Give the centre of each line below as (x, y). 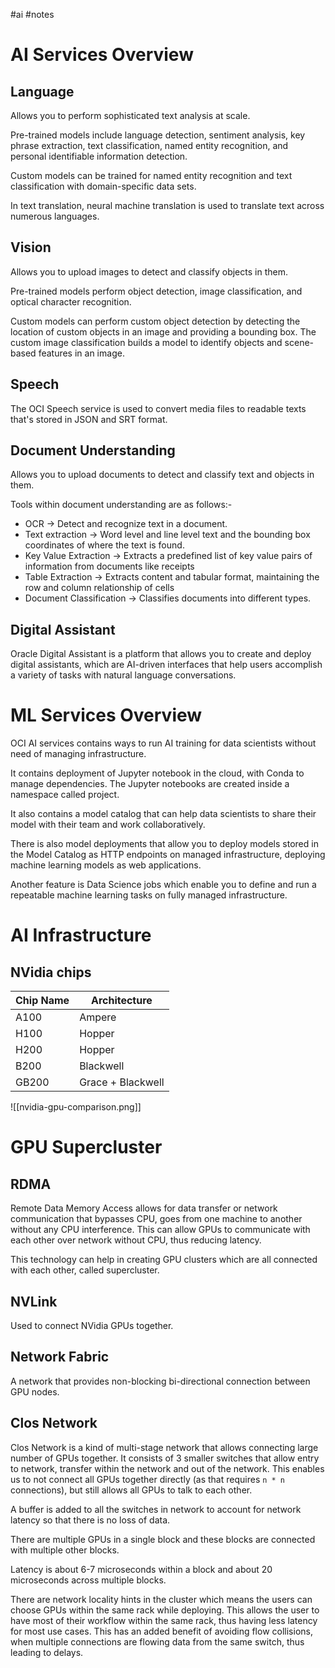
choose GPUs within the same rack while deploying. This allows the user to (165, 1610)
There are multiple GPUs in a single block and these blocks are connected (163, 1539)
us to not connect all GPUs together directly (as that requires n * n (148, 1479)
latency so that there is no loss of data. (90, 1520)
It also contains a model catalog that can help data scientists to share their (163, 814)
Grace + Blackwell (122, 1082)
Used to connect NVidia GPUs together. (92, 1325)
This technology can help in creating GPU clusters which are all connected (164, 1260)
